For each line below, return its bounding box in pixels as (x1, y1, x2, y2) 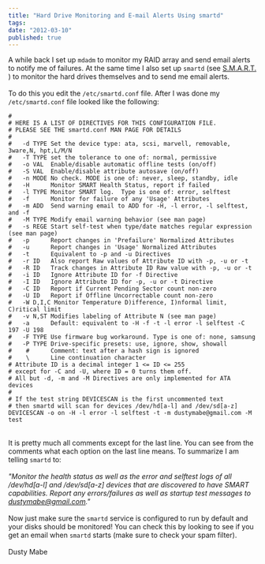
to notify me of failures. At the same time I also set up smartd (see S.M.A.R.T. (8, 64, 257, 73)
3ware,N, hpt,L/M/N (8, 147, 73, 155)
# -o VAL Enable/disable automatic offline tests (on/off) (8, 161, 217, 169)
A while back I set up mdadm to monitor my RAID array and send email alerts (8, 55, 251, 65)
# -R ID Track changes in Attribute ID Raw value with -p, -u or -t (8, 264, 252, 272)
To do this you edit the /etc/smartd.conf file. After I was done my (8, 88, 220, 99)
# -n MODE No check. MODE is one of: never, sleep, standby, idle (8, 174, 238, 182)
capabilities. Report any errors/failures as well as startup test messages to (8, 488, 251, 498)
